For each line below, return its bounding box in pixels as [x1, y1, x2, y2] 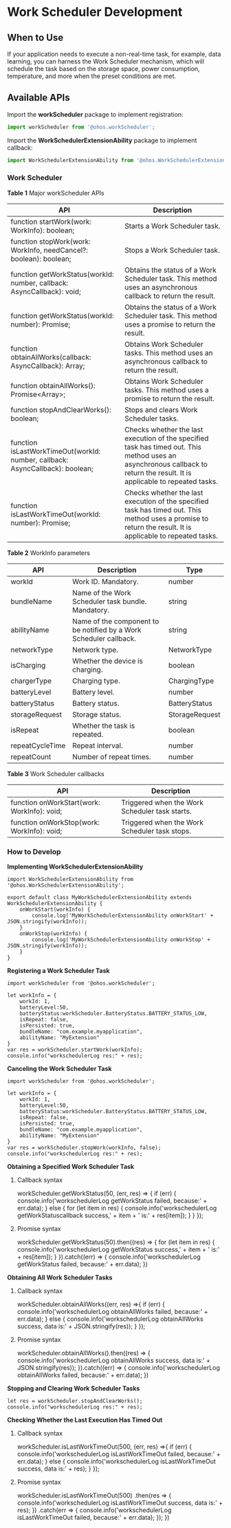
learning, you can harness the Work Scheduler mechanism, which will [7, 57, 205, 66]
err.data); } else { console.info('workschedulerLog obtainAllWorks [16, 1315, 204, 1323]
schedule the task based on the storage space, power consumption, [7, 65, 201, 72]
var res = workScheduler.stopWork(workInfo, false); [7, 1144, 162, 1152]
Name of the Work [71, 588, 132, 597]
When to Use [7, 32, 64, 43]
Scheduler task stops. [121, 826, 191, 835]
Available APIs [7, 92, 70, 104]
